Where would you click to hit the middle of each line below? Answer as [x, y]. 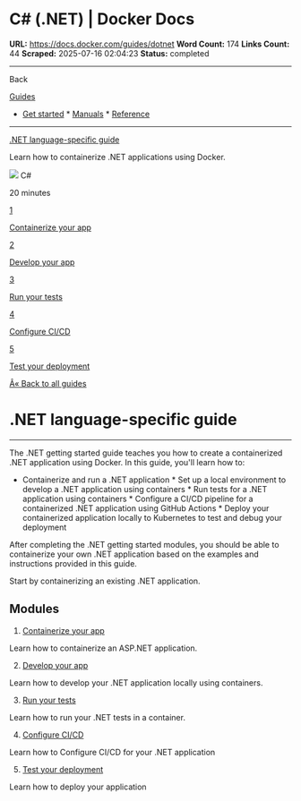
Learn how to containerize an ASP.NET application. [103, 648]
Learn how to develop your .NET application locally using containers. [136, 682]
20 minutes [30, 192]
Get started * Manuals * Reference [86, 114]
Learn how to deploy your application [78, 787]
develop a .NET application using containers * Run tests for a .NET [145, 489]
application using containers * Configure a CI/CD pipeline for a [138, 498]
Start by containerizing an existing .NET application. [105, 581]
